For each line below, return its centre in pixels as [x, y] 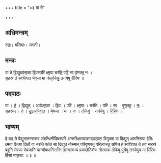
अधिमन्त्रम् [16, 33]
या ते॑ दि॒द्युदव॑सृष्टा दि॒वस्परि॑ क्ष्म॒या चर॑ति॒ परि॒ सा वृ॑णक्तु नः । [49, 72]
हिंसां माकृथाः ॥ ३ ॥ [21, 156]
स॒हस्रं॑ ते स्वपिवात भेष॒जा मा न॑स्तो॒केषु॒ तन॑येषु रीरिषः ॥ [45, 78]
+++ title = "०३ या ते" [25, 8]
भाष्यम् [12, 127]
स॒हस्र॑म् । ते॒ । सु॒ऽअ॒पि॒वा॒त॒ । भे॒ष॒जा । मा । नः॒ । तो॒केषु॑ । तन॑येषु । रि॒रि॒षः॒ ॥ [64, 111]
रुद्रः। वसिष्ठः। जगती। [23, 45]
